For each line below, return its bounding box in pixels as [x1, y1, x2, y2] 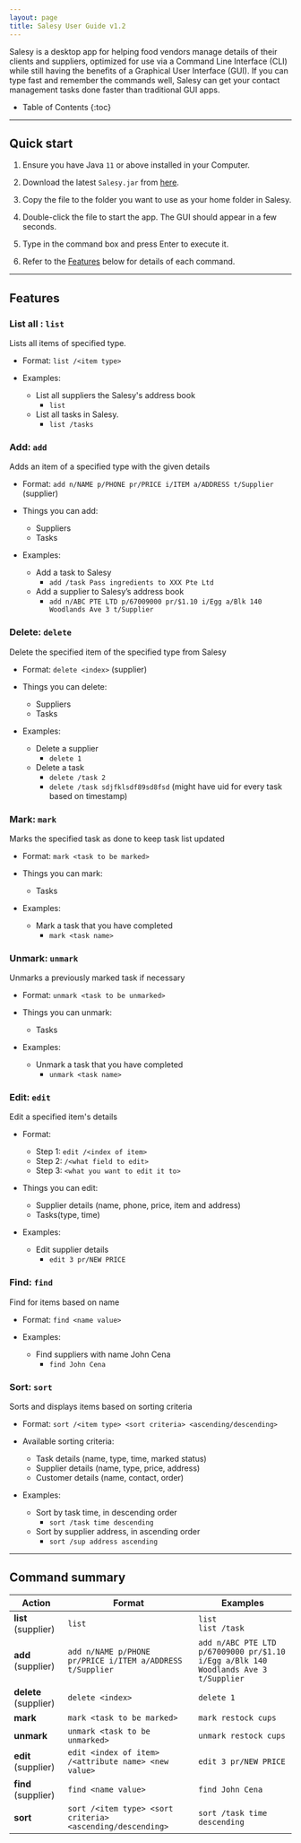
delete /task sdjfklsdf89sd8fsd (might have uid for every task [48, 781, 282, 792]
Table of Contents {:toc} [21, 101, 112, 112]
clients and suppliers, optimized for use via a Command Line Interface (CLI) [9, 56, 288, 66]
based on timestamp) [48, 790, 128, 801]
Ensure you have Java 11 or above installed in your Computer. [21, 160, 251, 170]
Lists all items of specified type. [9, 338, 127, 348]
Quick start [9, 135, 73, 151]
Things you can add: [21, 506, 99, 517]
